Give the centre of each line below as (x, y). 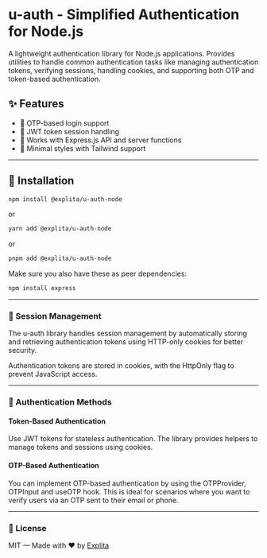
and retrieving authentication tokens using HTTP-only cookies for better (126, 342)
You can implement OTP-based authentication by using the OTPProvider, (127, 483)
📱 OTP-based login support (64, 123)
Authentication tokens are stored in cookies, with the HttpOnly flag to (121, 366)
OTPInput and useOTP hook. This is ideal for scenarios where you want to (129, 491)
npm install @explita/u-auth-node (66, 199)
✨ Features (36, 104)
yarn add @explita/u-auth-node (60, 229)
